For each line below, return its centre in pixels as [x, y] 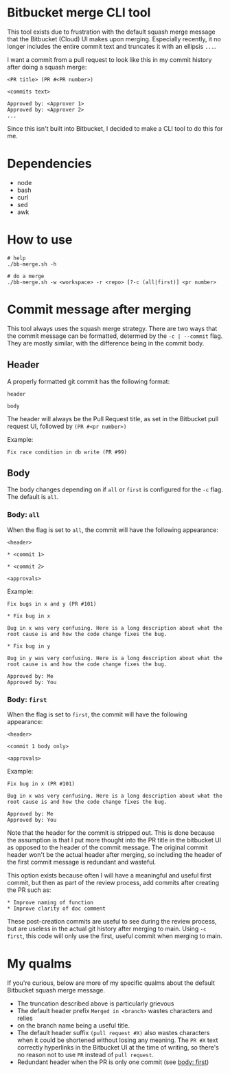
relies [25, 1018]
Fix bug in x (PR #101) [41, 784]
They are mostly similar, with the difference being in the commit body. [106, 343]
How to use [40, 240]
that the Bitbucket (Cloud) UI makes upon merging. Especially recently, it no [114, 39]
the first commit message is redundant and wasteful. [82, 862]
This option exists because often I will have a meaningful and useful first [109, 875]
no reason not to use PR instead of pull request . [85, 1054]
